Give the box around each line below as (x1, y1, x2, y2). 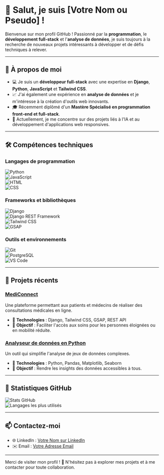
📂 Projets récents (5, 276, 59, 285)
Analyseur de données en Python (5, 339, 86, 346)
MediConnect (5, 291, 38, 298)
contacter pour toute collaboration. (5, 464, 75, 470)
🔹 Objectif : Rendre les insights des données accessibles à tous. (12, 365, 142, 372)
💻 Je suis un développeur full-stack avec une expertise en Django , (12, 78, 150, 85)
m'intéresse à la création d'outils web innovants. (12, 98, 110, 104)
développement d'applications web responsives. (12, 121, 110, 127)
